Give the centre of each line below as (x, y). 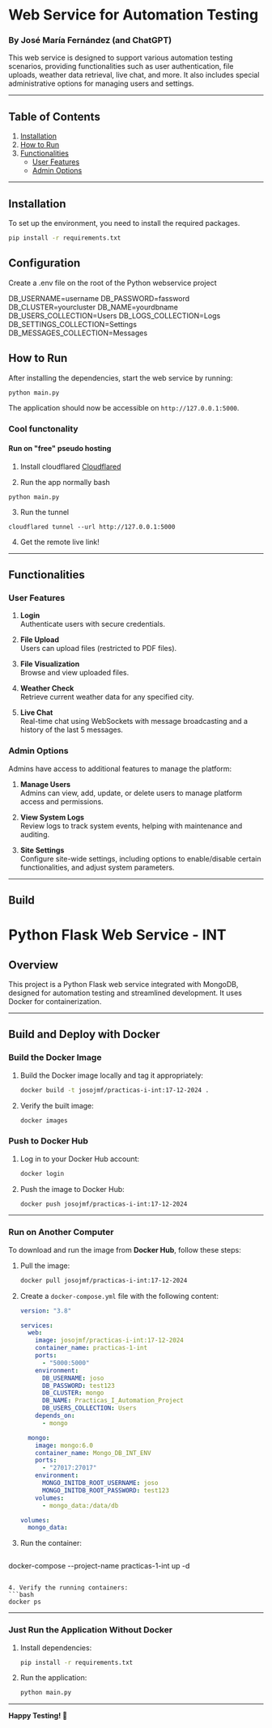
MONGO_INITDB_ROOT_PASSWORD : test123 (106, 1490)
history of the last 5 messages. (72, 730)
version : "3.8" (46, 1311)
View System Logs (52, 817)
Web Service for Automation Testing (134, 15)
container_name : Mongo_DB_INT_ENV (93, 1453)
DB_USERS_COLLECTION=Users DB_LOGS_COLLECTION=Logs (115, 315)
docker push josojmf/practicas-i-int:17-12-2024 (104, 1204)
